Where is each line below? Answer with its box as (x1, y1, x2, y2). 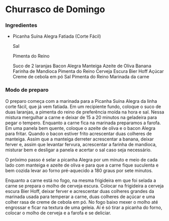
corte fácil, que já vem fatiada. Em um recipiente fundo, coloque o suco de (5, 103, 161, 109)
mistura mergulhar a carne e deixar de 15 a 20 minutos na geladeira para (5, 114, 157, 120)
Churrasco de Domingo (5, 4, 106, 15)
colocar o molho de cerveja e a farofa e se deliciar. (5, 210, 112, 216)
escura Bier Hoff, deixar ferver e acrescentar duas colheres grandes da (5, 188, 154, 194)
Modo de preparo (5, 87, 49, 94)
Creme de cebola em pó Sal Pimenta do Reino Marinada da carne (12, 74, 150, 80)
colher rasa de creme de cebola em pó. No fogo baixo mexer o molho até (5, 199, 158, 205)
